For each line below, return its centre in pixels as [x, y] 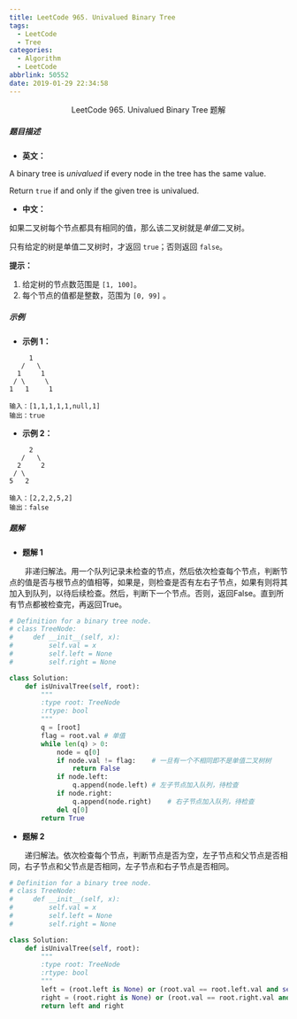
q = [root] [61, 727]
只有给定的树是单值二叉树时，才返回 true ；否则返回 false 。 [118, 246]
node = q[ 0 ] [78, 752]
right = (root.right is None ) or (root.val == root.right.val [158, 998]
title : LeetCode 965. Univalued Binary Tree [92, 17]
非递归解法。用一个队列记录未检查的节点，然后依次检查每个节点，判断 [152, 571]
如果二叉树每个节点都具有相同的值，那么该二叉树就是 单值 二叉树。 [129, 228]
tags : [19, 26]
